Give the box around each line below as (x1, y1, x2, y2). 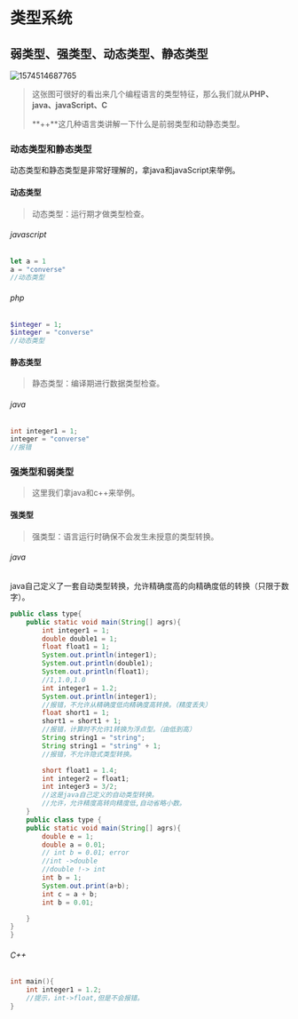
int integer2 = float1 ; (42, 774, 129, 783)
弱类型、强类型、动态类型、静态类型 (10, 46, 208, 61)
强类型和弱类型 (10, 466, 74, 478)
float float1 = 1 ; (42, 642, 110, 651)
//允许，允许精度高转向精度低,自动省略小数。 (42, 799, 186, 808)
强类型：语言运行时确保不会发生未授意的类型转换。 (31, 530, 219, 542)
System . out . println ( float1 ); (42, 667, 150, 676)
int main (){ (10, 977, 54, 986)
